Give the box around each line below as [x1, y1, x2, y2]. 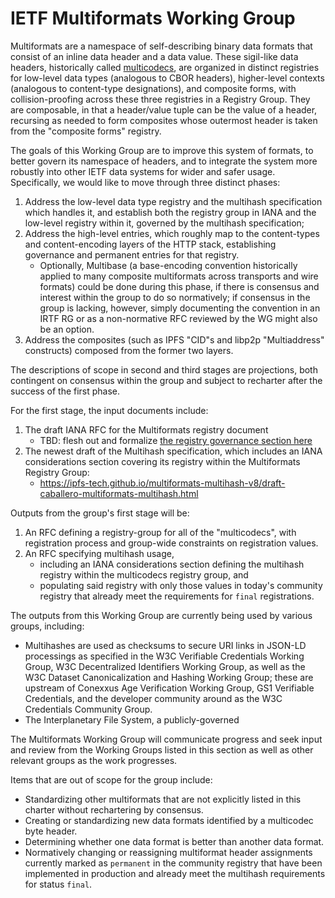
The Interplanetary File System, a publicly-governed [24, 713, 240, 726]
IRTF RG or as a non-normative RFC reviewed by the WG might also [39, 312, 318, 324]
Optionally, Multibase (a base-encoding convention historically [39, 259, 298, 271]
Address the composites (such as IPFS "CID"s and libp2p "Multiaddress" [24, 333, 325, 346]
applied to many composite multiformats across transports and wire [39, 270, 319, 282]
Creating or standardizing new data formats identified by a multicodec [24, 814, 314, 826]
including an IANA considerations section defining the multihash [39, 558, 305, 570]
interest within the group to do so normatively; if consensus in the [39, 291, 311, 303]
